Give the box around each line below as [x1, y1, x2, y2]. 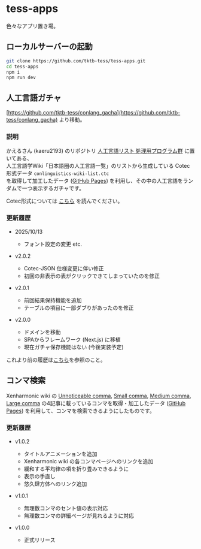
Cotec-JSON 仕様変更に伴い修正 [23, 264, 104, 272]
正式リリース [23, 536, 56, 544]
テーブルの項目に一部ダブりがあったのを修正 [23, 304, 134, 311]
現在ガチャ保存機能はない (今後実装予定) [23, 343, 124, 351]
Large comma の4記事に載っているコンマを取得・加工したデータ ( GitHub [6, 400, 186, 407]
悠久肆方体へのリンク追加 [23, 480, 87, 487]
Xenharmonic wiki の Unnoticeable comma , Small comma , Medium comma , [6, 392, 191, 400]
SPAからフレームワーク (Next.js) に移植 [23, 336, 121, 343]
